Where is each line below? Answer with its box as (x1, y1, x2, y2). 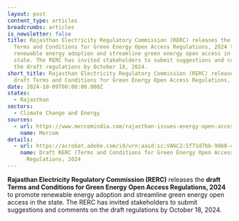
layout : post (7, 10, 46, 18)
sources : (7, 116, 33, 123)
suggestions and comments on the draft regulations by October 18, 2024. (7, 205, 222, 214)
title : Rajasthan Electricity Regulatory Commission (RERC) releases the (7, 37, 231, 44)
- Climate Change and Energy (14, 109, 100, 117)
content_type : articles (7, 17, 78, 24)
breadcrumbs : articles (7, 23, 75, 31)
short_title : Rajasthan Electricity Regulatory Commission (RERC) (7, 70, 208, 77)
